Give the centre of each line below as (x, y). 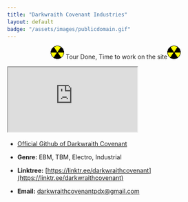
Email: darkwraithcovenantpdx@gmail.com (78, 191)
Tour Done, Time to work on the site (116, 57)
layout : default (30, 22)
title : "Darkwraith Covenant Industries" (67, 14)
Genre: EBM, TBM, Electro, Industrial (69, 157)
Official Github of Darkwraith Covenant (72, 144)
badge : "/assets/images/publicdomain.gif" (69, 29)
